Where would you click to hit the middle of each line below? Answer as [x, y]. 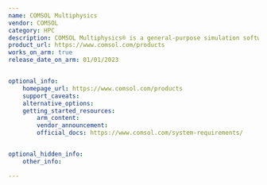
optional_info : [33, 81]
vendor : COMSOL [33, 23]
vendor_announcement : [73, 125]
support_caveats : [51, 96]
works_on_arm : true [41, 52]
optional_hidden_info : [46, 154]
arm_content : [58, 118]
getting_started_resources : [69, 111]
